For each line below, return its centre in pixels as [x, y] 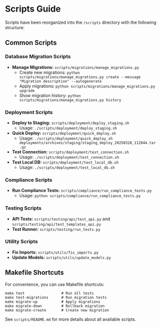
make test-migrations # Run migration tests [56, 297]
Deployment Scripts [29, 112]
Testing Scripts [23, 208]
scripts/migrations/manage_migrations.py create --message [80, 77]
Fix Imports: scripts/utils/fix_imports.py [55, 252]
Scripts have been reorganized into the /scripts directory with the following [81, 22]
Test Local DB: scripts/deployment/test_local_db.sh [65, 162]
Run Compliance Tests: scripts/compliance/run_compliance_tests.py [82, 191]
